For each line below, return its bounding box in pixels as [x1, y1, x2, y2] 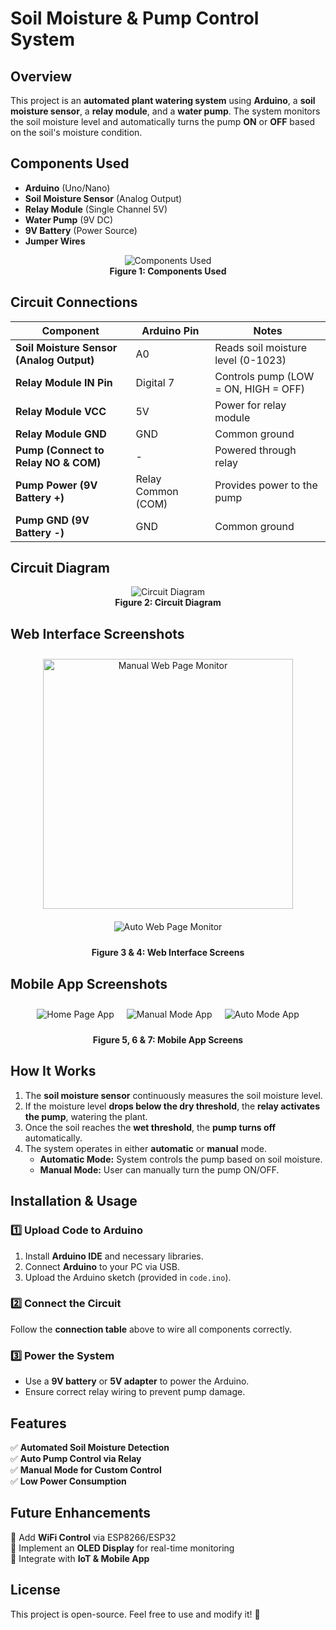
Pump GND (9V [15, 513, 90, 527]
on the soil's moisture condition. [10, 127, 143, 138]
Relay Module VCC [15, 404, 107, 418]
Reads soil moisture [214, 340, 308, 354]
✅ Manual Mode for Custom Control [10, 1463, 162, 1476]
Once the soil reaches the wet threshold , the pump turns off [24, 1121, 277, 1133]
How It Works [10, 1063, 97, 1080]
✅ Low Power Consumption [10, 1475, 127, 1487]
